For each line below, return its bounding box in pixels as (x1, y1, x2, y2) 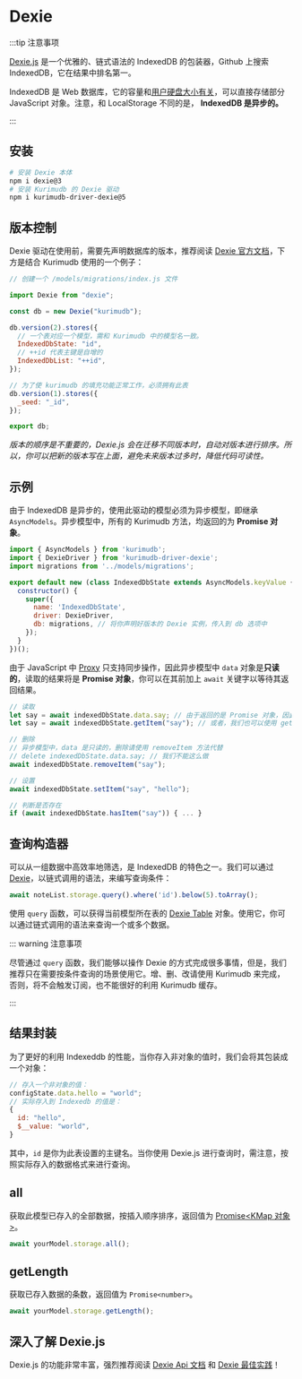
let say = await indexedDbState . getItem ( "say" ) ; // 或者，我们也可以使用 (9, 719, 277, 728)
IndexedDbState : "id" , (17, 340, 102, 349)
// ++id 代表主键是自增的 (17, 348, 103, 358)
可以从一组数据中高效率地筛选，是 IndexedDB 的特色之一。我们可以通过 (9, 862, 274, 873)
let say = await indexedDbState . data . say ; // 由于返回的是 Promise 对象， (9, 711, 282, 720)
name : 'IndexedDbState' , (32, 603, 126, 612)
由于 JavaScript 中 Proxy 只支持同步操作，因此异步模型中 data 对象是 (9, 661, 264, 673)
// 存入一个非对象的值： (9, 1080, 89, 1090)
